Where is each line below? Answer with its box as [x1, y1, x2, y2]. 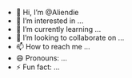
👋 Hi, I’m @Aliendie [15, 8, 79, 17]
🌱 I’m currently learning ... [15, 25, 102, 33]
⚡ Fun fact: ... [15, 62, 60, 72]
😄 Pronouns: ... [15, 53, 68, 63]
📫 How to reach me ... [15, 42, 90, 51]
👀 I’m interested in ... [15, 16, 84, 25]
